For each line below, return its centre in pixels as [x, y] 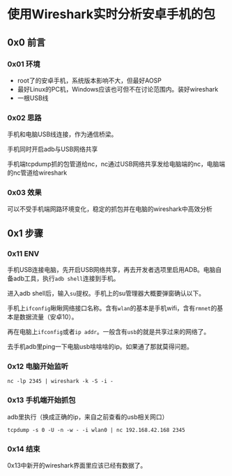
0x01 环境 [24, 64]
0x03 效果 [24, 193]
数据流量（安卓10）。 [48, 317]
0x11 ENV [23, 254]
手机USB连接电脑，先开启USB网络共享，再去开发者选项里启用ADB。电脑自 [115, 270]
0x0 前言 [26, 42]
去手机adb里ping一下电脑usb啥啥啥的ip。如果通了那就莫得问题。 [100, 347]
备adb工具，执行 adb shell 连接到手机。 [63, 279]
